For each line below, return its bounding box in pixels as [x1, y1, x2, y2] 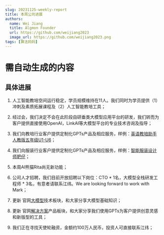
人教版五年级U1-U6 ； [12, 137, 56, 143]
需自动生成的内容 [5, 62, 75, 73]
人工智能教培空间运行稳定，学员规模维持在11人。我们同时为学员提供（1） [12, 97, 160, 103]
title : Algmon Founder [9, 26, 56, 31]
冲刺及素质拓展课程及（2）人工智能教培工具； [12, 103, 106, 109]
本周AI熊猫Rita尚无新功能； [12, 164, 68, 170]
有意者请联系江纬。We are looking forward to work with [36, 181, 150, 187]
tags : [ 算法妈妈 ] [5, 39, 38, 44]
